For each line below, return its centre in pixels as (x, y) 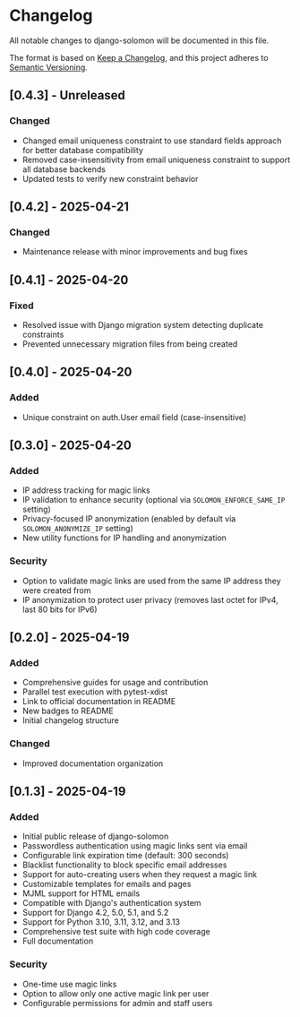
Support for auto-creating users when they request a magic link (140, 875)
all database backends (64, 169)
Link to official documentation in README (99, 702)
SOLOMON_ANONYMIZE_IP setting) (77, 529)
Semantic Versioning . (48, 67)
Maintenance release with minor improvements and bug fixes (135, 252)
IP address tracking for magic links (86, 490)
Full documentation (58, 941)
